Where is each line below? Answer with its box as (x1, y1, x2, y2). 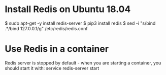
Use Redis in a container (5, 43, 109, 55)
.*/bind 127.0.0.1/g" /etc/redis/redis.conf (5, 25, 88, 31)
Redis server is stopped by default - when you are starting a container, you (5, 59, 161, 66)
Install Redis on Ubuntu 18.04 (5, 4, 131, 15)
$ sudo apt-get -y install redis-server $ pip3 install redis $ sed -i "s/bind (5, 20, 156, 26)
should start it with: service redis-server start (5, 65, 99, 71)
